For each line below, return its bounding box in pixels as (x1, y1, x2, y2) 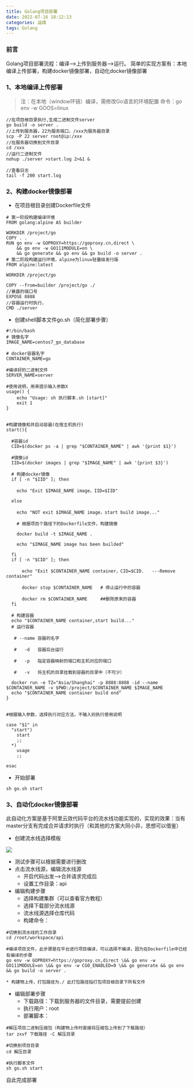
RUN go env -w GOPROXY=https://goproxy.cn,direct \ (6, 240, 135, 247)
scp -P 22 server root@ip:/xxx (6, 133, 82, 139)
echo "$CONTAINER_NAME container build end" (11, 690, 122, 696)
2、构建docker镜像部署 (6, 187, 73, 195)
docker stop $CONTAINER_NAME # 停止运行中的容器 (21, 585, 141, 591)
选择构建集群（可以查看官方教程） (23, 895, 106, 902)
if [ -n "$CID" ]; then (11, 557, 69, 563)
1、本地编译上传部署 (6, 83, 63, 92)
